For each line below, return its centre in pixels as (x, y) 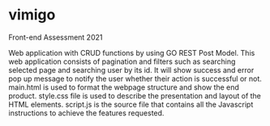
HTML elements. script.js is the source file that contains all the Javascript (131, 104)
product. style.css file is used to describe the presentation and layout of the (135, 95)
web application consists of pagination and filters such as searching (122, 61)
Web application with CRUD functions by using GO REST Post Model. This (132, 52)
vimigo (32, 15)
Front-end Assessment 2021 (56, 37)
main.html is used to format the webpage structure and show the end (124, 87)
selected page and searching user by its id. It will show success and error (131, 69)
